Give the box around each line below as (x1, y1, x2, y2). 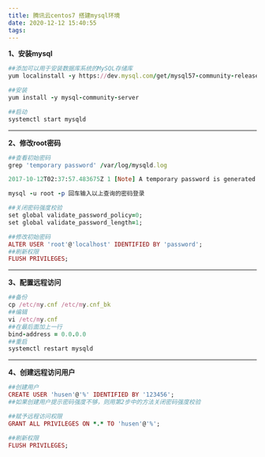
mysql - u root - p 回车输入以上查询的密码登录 (8, 190, 145, 198)
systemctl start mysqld (8, 115, 87, 123)
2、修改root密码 (8, 138, 62, 147)
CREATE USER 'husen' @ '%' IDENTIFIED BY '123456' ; (8, 391, 175, 399)
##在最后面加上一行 (8, 323, 63, 330)
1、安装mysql (8, 49, 53, 59)
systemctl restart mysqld (8, 345, 93, 353)
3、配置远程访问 (8, 278, 62, 287)
